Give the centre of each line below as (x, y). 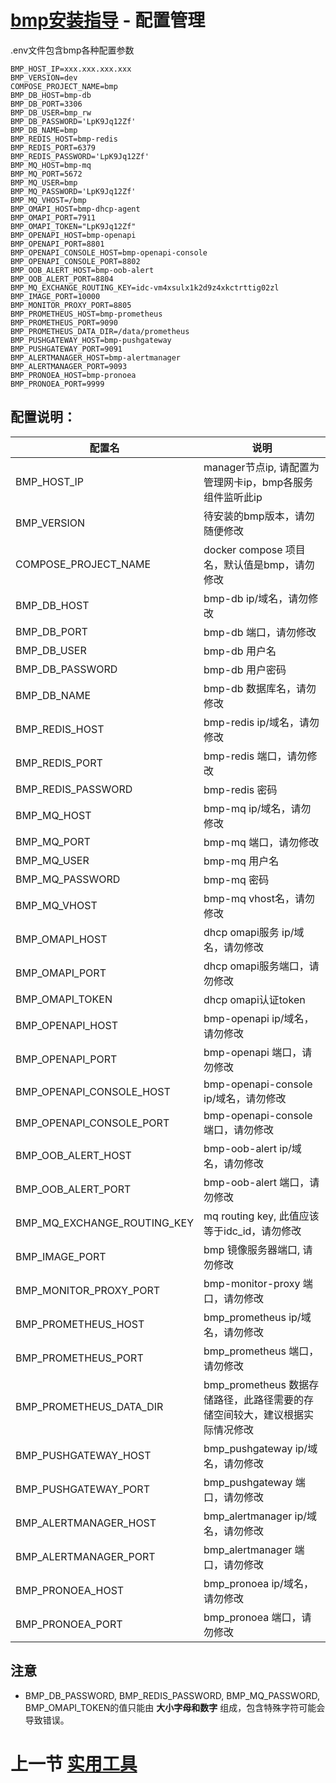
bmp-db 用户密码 (245, 669)
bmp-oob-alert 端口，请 (261, 1182)
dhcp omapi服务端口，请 (261, 966)
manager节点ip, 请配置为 (261, 467)
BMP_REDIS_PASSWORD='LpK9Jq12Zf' (80, 156)
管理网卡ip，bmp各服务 (258, 482)
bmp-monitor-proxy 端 (258, 1283)
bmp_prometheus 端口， (261, 1351)
